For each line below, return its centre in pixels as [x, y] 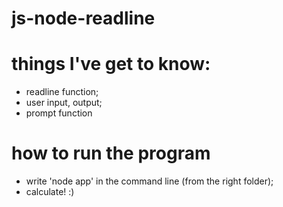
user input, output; [64, 103]
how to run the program [111, 153]
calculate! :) [50, 192]
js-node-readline [83, 18]
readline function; [62, 92]
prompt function [59, 113]
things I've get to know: [111, 64]
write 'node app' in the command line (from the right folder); [149, 181]
